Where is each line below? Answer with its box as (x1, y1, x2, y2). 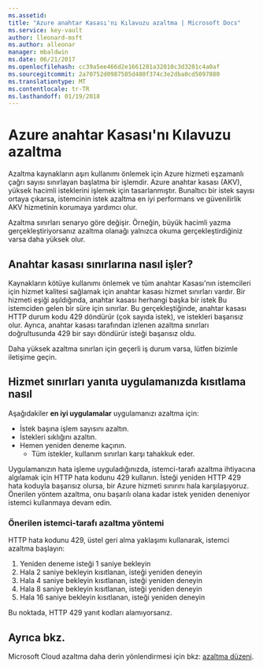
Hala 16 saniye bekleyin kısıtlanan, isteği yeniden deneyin (19, 592, 206, 602)
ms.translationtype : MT (8, 77, 87, 85)
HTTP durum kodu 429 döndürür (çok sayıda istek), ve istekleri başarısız (8, 312, 244, 321)
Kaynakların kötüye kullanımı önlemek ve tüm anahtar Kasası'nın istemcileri (8, 278, 251, 288)
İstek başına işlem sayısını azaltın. (19, 424, 130, 433)
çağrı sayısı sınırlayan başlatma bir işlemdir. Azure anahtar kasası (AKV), (8, 178, 243, 187)
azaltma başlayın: (8, 544, 65, 553)
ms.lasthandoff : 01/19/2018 (8, 92, 101, 100)
